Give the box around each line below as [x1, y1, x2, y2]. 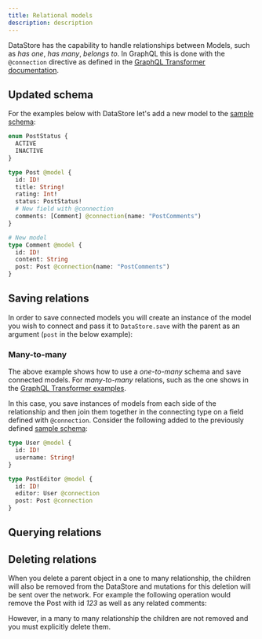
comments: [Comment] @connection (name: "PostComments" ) [15, 213, 202, 221]
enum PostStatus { [8, 133, 68, 141]
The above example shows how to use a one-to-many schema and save [8, 367, 242, 377]
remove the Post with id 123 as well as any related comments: [8, 598, 207, 608]
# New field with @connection [15, 205, 114, 213]
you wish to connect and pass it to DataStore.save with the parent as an [8, 321, 241, 330]
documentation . [8, 65, 60, 75]
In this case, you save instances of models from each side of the [8, 399, 217, 408]
